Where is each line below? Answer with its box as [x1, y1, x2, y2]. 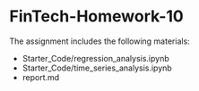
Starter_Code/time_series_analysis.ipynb [22, 62, 172, 73]
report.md [22, 71, 60, 82]
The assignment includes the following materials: [9, 36, 190, 46]
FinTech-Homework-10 [9, 6, 184, 27]
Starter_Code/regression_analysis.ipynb [22, 53, 170, 63]
